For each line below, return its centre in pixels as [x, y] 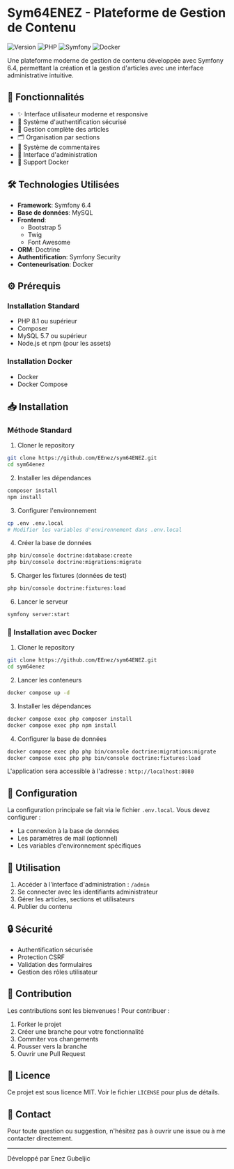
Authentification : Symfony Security [69, 257]
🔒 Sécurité [30, 930]
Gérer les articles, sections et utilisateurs [76, 899]
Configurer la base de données [62, 739]
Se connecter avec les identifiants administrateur [87, 892]
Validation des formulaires [55, 964]
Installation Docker [40, 362]
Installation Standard [44, 306]
